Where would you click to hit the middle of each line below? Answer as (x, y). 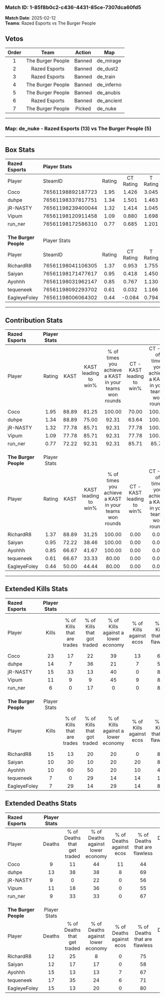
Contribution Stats (34, 320)
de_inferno (109, 85)
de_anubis (109, 93)
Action (83, 53)
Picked (83, 108)
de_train (106, 77)
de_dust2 (108, 69)
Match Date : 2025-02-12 (30, 18)
